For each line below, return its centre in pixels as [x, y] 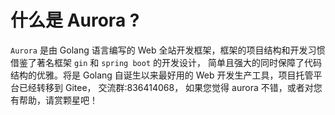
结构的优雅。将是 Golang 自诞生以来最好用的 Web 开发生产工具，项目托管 [162, 75]
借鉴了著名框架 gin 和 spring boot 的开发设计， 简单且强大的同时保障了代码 [166, 62]
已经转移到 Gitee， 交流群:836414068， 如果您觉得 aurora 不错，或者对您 [170, 87]
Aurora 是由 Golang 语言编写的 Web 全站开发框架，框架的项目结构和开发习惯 [168, 50]
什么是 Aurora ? [75, 20]
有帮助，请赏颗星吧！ [54, 100]
